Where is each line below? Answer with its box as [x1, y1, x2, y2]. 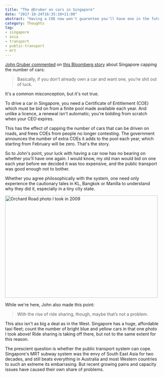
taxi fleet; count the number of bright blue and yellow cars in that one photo [5, 326, 157, 332]
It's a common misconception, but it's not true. [5, 91, 99, 97]
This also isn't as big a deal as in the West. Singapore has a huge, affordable [5, 320, 159, 326]
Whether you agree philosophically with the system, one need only [5, 175, 140, 181]
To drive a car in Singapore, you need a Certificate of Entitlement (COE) [5, 100, 149, 106]
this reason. [5, 336, 29, 342]
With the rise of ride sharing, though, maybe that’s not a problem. [17, 311, 148, 317]
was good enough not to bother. [5, 166, 70, 171]
